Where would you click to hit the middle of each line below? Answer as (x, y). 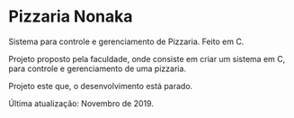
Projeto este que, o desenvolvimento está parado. (101, 86)
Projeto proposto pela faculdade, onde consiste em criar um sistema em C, (147, 59)
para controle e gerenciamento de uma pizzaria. (97, 68)
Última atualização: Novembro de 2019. (81, 103)
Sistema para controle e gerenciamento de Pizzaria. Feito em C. (126, 41)
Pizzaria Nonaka (71, 17)
